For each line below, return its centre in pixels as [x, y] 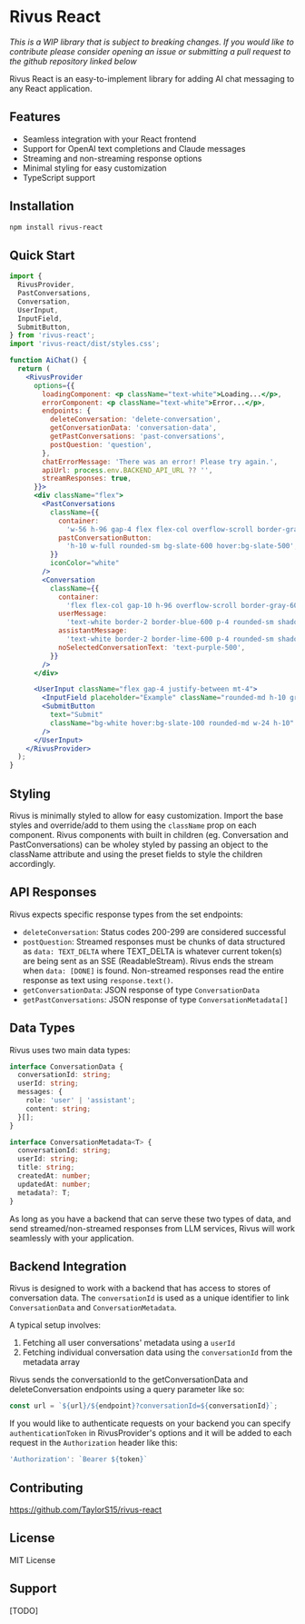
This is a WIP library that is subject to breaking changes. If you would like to [152, 42]
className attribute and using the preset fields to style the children [136, 854]
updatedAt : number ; [54, 1184]
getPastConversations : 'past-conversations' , [137, 436]
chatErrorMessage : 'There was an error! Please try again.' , [160, 462]
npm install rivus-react [56, 227]
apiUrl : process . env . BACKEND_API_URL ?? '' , [128, 470]
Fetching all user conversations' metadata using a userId [129, 1343]
